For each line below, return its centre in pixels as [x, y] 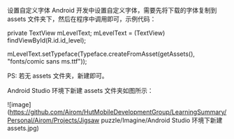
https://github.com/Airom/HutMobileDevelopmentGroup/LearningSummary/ [118, 112]
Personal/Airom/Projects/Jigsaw [53, 120]
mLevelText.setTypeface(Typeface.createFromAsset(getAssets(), [101, 54]
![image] [19, 104]
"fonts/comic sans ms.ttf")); [47, 61]
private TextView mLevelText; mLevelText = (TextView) [86, 33]
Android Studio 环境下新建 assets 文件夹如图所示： [80, 90]
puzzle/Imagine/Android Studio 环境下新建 [162, 120]
